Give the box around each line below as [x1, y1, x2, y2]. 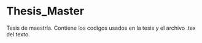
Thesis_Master [6, 4, 85, 18]
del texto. [6, 30, 31, 38]
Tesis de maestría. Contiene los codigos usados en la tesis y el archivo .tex [6, 24, 196, 31]
